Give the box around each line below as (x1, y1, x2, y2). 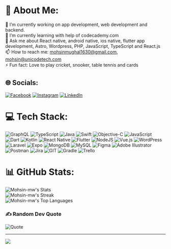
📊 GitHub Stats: (5, 166, 75, 178)
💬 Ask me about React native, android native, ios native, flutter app (5, 38, 145, 44)
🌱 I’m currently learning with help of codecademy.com (5, 32, 119, 38)
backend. (5, 26, 25, 33)
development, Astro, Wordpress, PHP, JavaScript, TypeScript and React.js (5, 43, 161, 49)
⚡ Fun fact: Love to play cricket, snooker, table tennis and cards (5, 62, 138, 68)
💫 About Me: (5, 5, 59, 16)
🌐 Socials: (5, 78, 39, 87)
